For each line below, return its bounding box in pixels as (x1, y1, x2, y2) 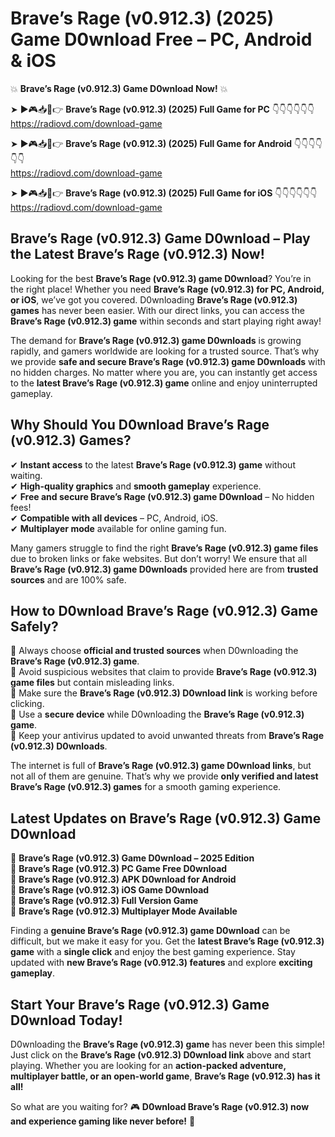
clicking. (10, 698, 45, 710)
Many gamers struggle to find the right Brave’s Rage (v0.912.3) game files (10, 542, 319, 554)
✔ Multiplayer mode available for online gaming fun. (10, 522, 227, 534)
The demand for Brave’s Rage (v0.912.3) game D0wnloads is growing (10, 334, 302, 346)
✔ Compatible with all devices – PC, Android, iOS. (10, 512, 219, 524)
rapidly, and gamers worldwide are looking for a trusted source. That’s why (10, 345, 320, 357)
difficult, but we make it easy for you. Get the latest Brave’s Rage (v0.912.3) (10, 935, 325, 947)
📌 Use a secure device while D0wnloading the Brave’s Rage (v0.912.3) (10, 708, 305, 721)
